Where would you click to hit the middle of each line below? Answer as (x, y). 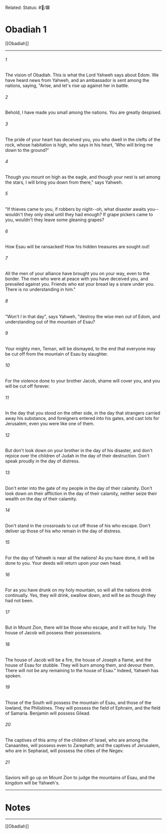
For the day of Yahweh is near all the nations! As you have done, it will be (80, 558)
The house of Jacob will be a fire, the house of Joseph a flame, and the (78, 660)
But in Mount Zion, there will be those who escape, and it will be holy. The (81, 627)
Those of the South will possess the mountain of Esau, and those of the (78, 702)
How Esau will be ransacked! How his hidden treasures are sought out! (78, 247)
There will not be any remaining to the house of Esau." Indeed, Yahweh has (82, 670)
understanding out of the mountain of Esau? (50, 322)
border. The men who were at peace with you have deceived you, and (77, 279)
